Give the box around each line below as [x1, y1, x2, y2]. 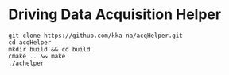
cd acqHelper [8, 38, 52, 47]
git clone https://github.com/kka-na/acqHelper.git [8, 32, 183, 39]
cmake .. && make [8, 52, 66, 60]
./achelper [8, 59, 45, 67]
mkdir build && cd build [8, 45, 91, 53]
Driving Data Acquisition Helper [8, 6, 221, 24]
